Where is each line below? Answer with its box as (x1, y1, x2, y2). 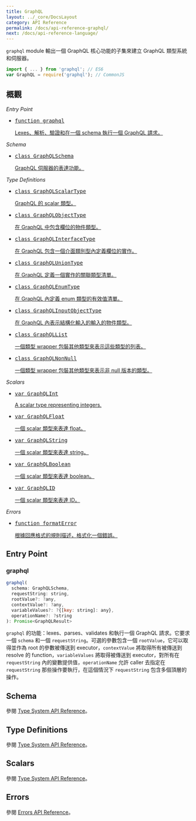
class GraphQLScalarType (14, 187, 86, 195)
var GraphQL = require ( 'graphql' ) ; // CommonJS (6, 72, 125, 78)
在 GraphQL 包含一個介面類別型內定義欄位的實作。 (14, 247, 137, 254)
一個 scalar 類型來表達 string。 (14, 448, 89, 455)
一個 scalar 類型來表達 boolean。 (14, 473, 95, 480)
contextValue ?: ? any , (11, 602, 65, 608)
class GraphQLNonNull (14, 355, 77, 361)
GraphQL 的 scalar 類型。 (14, 199, 76, 206)
